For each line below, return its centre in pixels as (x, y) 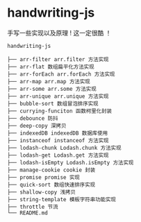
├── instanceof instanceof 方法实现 (58, 140)
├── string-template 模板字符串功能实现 (62, 199)
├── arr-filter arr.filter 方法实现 (58, 59)
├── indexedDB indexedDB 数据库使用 (58, 133)
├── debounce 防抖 (33, 118)
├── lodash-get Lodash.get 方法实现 (58, 155)
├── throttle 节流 (33, 207)
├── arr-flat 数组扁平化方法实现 (51, 67)
